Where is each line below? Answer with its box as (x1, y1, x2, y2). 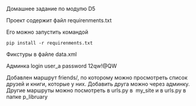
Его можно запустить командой (6, 28, 89, 36)
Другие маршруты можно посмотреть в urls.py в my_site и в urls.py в (6, 87, 186, 94)
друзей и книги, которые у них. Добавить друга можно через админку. (6, 81, 190, 87)
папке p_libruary (6, 93, 48, 100)
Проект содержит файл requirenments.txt (6, 17, 112, 23)
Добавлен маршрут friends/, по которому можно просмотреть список (6, 74, 188, 81)
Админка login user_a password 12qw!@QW (6, 63, 117, 69)
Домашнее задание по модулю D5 (6, 5, 95, 12)
